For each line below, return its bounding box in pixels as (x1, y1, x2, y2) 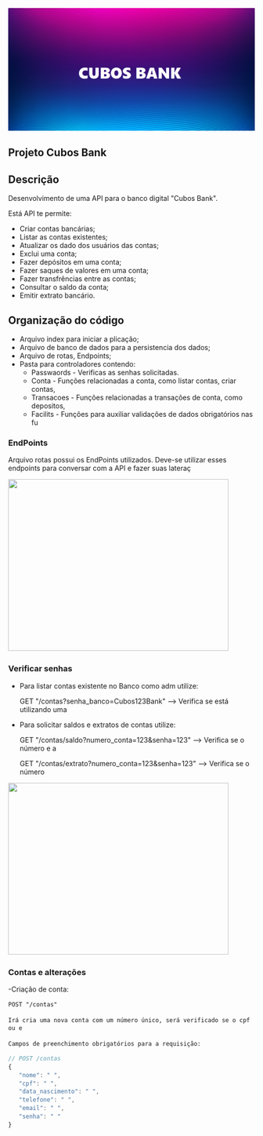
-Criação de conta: (8, 984, 69, 994)
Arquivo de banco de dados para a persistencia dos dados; (19, 343, 211, 352)
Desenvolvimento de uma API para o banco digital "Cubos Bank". (8, 194, 218, 203)
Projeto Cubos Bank (8, 146, 107, 159)
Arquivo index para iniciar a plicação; (19, 334, 139, 344)
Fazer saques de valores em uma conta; (19, 266, 149, 276)
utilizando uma (19, 704, 67, 714)
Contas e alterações (8, 966, 86, 977)
